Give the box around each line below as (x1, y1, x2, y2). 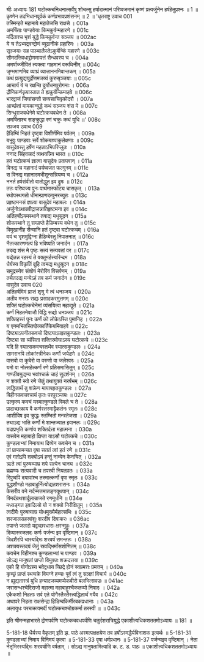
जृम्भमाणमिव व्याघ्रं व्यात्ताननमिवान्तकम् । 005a (6, 68, 96, 75)
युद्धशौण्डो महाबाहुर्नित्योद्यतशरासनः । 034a (6, 481, 90, 488)
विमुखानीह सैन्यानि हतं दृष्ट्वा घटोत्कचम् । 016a (6, 226, 100, 233)
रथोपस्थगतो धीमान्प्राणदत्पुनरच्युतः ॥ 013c (6, 192, 87, 199)
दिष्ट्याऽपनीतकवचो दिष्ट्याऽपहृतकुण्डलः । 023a (6, 329, 101, 337)
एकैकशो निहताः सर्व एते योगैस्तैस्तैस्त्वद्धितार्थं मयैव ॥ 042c (6, 591, 118, 598)
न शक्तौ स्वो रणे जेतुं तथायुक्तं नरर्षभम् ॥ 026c (6, 377, 98, 385)
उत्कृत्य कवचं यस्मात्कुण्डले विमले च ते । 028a (6, 398, 98, 405)
